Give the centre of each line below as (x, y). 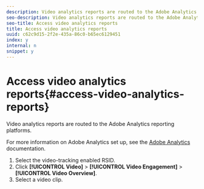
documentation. (26, 148)
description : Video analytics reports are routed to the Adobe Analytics (102, 12)
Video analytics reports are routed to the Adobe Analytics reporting (90, 124)
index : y (17, 40)
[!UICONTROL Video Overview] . (56, 173)
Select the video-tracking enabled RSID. (65, 160)
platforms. (19, 130)
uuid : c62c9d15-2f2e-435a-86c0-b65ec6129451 (63, 35)
